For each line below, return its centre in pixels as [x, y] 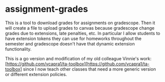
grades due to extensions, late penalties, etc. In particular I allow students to [83, 33]
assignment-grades [46, 9]
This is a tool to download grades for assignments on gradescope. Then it [80, 23]
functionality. [19, 49]
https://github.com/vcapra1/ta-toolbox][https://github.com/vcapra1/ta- [78, 64]
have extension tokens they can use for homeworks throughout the [73, 39]
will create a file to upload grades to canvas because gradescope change [80, 28]
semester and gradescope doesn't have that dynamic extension [70, 43]
